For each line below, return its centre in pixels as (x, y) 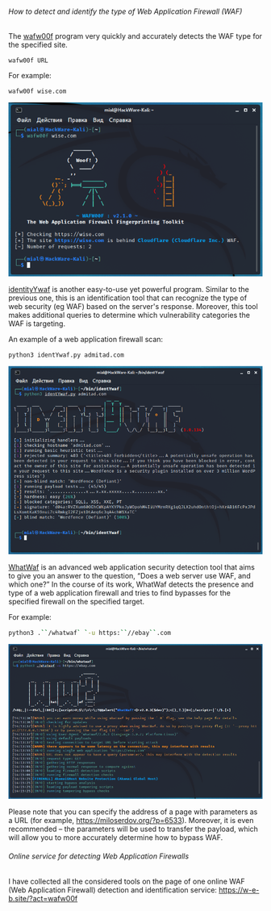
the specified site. (38, 45)
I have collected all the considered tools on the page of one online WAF (127, 881)
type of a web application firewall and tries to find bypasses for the (120, 593)
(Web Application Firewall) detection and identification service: (113, 890)
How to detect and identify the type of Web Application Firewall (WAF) (125, 11)
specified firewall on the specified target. (77, 602)
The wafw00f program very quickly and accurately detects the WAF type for (135, 36)
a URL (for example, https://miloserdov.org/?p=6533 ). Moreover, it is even (131, 821)
